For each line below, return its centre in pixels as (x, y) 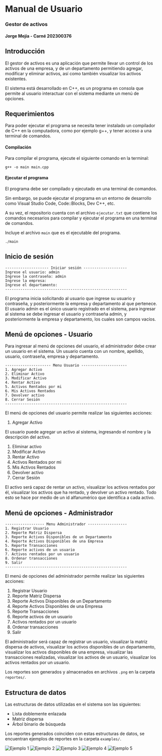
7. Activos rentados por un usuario (42, 554)
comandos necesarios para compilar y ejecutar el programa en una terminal (81, 218)
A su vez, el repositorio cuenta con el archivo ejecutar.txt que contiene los (81, 213)
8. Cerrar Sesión (23, 400)
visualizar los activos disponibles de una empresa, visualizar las (69, 652)
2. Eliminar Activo (25, 374)
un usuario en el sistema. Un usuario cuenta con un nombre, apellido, (75, 351)
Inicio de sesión (29, 257)
